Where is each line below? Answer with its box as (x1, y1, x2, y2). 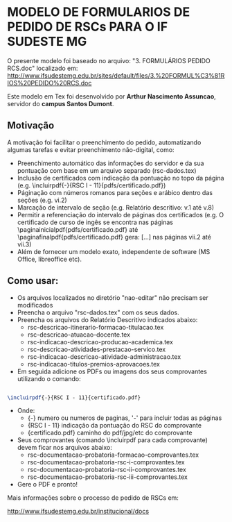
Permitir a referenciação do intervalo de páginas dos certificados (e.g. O (17, 210, 224, 219)
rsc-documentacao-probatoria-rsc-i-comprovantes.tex (27, 458, 185, 466)
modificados (17, 301, 53, 309)
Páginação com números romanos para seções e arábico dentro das (17, 188, 213, 196)
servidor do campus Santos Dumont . (7, 99, 114, 108)
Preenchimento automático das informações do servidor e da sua (17, 159, 204, 167)
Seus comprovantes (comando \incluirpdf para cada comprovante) (17, 436, 208, 444)
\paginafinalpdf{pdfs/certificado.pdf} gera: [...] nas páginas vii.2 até (17, 233, 211, 241)
